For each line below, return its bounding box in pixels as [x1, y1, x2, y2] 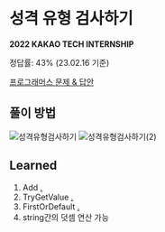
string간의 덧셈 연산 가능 [22, 211, 110, 222]
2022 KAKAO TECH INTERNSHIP [9, 38, 134, 50]
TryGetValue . [22, 191, 74, 202]
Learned [9, 158, 58, 173]
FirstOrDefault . [22, 200, 80, 212]
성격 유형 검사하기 [9, 8, 133, 29]
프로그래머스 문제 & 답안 [9, 76, 95, 87]
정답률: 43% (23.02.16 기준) [9, 57, 110, 68]
